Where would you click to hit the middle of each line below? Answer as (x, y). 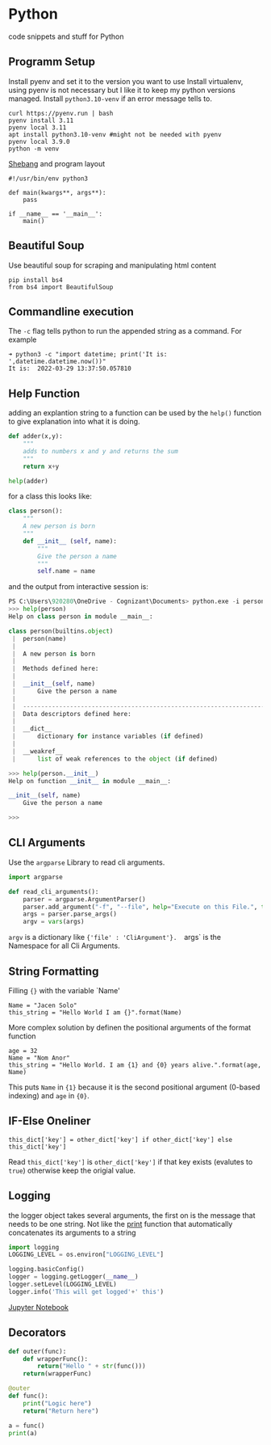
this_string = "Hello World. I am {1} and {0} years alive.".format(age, (135, 1065)
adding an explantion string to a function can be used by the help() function (135, 413)
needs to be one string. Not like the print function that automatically (121, 1224)
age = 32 (23, 1051)
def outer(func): (38, 1351)
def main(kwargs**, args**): (57, 192)
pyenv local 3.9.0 (39, 141)
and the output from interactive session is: (79, 587)
